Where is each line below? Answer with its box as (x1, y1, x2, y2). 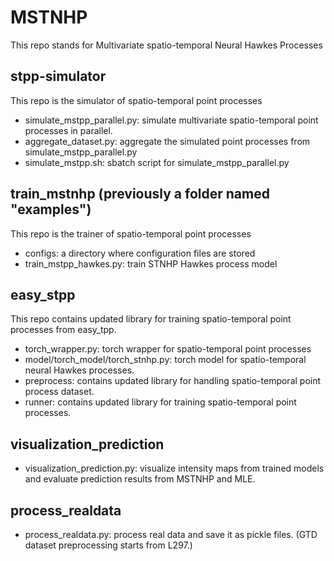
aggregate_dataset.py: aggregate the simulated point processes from (24, 135, 311, 147)
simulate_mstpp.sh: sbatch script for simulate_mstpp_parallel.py (24, 156, 290, 168)
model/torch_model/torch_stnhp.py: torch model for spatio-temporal (24, 354, 307, 366)
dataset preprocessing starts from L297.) (24, 539, 193, 551)
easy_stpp (10, 286, 76, 303)
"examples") (10, 201, 92, 218)
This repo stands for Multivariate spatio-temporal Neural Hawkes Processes (10, 39, 323, 51)
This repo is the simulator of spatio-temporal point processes (10, 94, 263, 106)
